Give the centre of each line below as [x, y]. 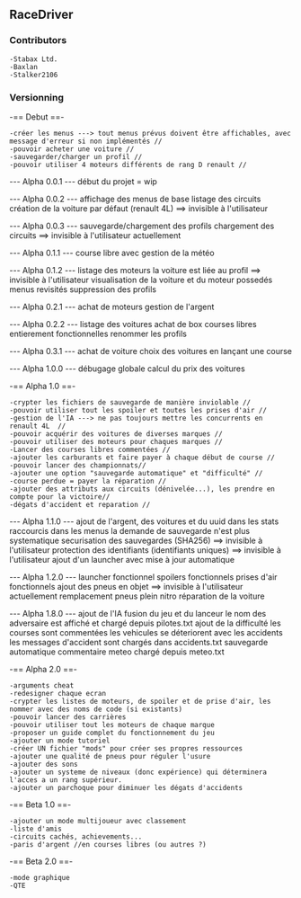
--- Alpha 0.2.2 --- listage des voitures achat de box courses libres [133, 324]
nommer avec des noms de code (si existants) [96, 709]
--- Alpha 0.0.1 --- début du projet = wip [83, 181]
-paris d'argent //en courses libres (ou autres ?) [108, 844]
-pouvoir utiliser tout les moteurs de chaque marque [112, 725]
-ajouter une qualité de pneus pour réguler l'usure [110, 756]
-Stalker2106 [34, 75]
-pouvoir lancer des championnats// [78, 465]
